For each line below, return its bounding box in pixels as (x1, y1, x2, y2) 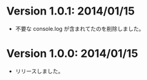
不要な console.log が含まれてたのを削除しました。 (15, 25, 145, 32)
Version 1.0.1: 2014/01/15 (6, 4, 135, 18)
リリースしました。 (15, 67, 64, 75)
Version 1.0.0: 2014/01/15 (6, 47, 138, 61)
